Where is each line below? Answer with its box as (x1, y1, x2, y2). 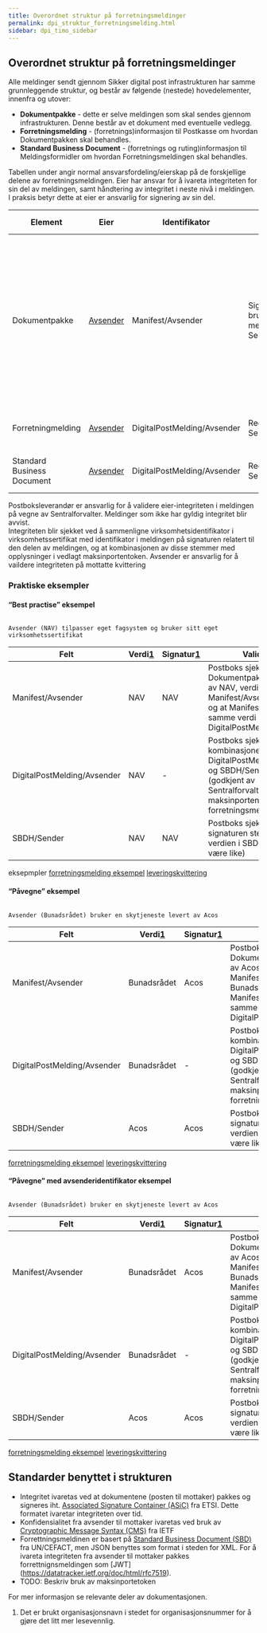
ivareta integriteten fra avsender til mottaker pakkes (19, 1551, 190, 1560)
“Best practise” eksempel (8, 600, 95, 609)
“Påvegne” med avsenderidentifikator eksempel (8, 1176, 172, 1186)
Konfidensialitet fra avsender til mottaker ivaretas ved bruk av (19, 1517, 222, 1527)
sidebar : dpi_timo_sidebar (8, 26, 98, 34)
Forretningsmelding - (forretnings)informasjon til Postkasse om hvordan (19, 127, 258, 136)
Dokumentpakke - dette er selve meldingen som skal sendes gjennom (19, 109, 252, 120)
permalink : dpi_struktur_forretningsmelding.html (8, 19, 176, 27)
